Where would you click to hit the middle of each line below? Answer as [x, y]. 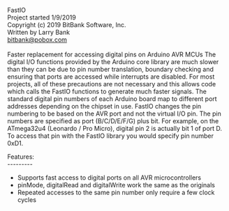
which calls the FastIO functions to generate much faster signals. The [107, 91]
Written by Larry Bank [39, 32]
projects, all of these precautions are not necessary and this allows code [112, 84]
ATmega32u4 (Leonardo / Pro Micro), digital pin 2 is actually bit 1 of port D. [114, 128]
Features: [21, 157]
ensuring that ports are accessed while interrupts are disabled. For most [111, 77]
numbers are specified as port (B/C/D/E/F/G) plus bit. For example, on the [113, 121]
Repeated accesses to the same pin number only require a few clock [116, 192]
